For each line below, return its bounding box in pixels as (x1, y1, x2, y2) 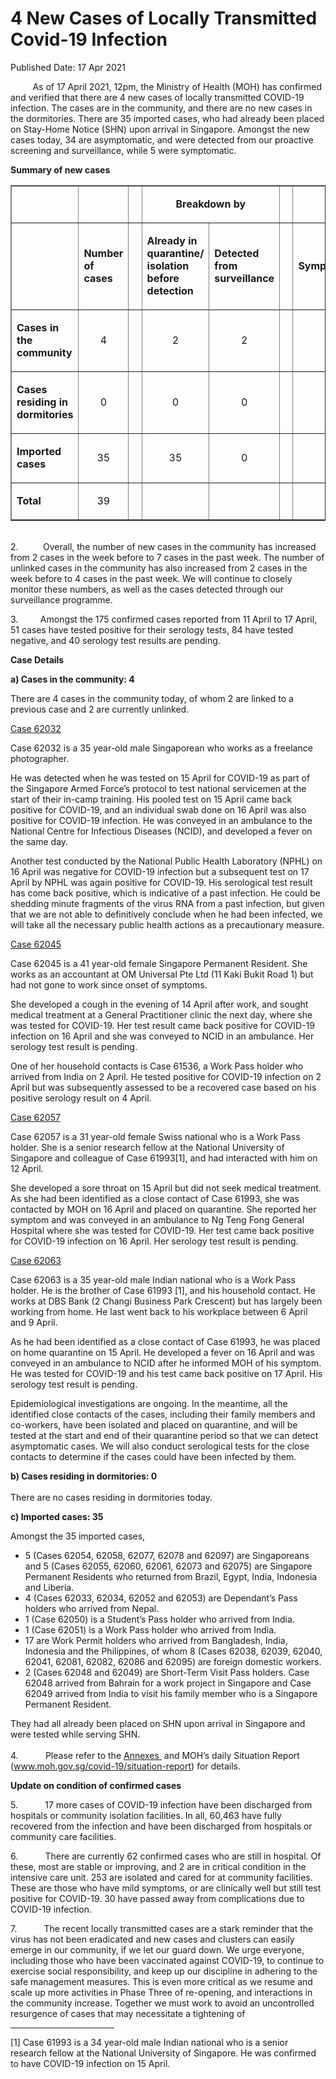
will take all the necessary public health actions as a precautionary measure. (10, 918, 325, 931)
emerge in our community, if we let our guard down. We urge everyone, (10, 1943, 305, 1956)
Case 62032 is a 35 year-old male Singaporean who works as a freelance (10, 742, 313, 754)
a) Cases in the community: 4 (10, 673, 135, 685)
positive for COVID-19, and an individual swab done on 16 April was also (10, 803, 307, 816)
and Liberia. (24, 1581, 75, 1593)
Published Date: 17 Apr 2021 (10, 61, 127, 73)
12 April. (10, 1162, 44, 1174)
